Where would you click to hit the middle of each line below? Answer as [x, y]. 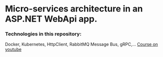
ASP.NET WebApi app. [51, 19]
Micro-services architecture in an [74, 9]
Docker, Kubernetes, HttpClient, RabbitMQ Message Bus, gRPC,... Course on [81, 45]
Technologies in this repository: [43, 34]
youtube [13, 49]
